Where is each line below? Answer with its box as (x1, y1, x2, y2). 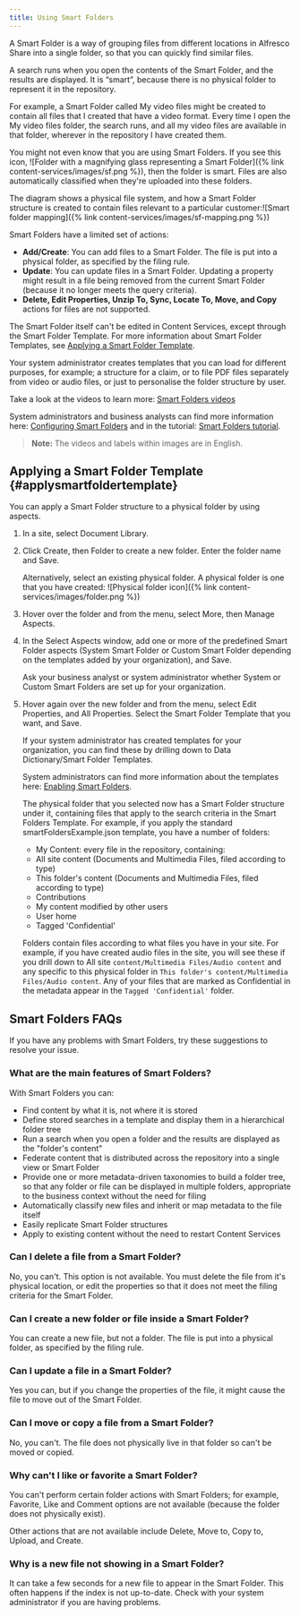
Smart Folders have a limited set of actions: (9, 229, 169, 240)
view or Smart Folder (21, 1161, 100, 1173)
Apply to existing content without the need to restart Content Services (21, 1228, 281, 1239)
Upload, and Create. (9, 1535, 84, 1546)
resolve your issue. (9, 1045, 80, 1056)
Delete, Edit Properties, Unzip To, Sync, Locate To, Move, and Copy (21, 294, 278, 304)
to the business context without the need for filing (21, 1190, 207, 1201)
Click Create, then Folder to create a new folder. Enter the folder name (21, 545, 282, 556)
